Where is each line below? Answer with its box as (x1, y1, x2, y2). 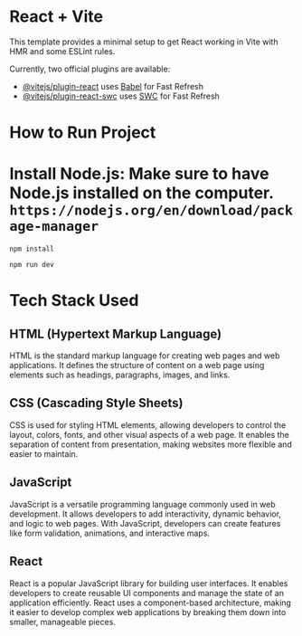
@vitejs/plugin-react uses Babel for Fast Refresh (22, 81, 204, 91)
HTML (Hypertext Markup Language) (9, 326, 222, 341)
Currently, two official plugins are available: (9, 63, 171, 74)
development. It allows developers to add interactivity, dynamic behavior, (9, 508, 282, 519)
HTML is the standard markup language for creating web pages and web (9, 350, 280, 361)
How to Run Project (9, 122, 156, 143)
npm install (9, 244, 54, 254)
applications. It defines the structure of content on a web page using (9, 360, 265, 371)
